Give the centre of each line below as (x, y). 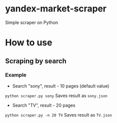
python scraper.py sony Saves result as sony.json (56, 96)
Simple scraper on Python (32, 22)
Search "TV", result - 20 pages (44, 105)
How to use (29, 43)
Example (16, 75)
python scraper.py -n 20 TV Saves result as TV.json (59, 115)
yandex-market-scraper (56, 9)
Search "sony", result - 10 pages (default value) (61, 86)
